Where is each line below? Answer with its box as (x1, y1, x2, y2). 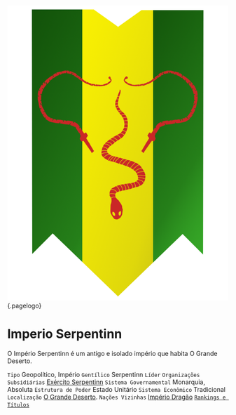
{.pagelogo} (7, 301, 42, 310)
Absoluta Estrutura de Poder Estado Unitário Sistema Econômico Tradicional (7, 385, 226, 393)
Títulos (7, 401, 30, 409)
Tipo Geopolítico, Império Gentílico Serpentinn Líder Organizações (7, 370, 200, 378)
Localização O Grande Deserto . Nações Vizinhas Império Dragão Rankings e (7, 393, 226, 401)
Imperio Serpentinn (7, 326, 123, 342)
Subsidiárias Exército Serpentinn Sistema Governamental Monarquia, (7, 378, 205, 386)
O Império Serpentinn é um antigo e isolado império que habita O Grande (7, 349, 218, 357)
